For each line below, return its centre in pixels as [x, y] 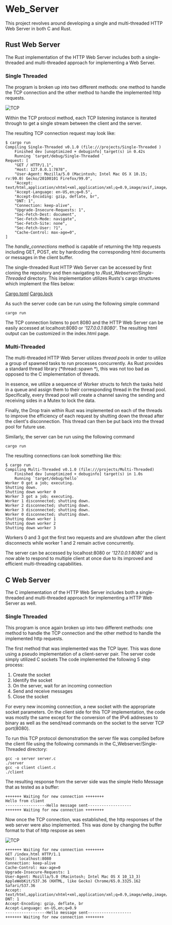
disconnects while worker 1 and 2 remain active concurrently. [70, 543]
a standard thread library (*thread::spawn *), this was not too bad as [77, 369]
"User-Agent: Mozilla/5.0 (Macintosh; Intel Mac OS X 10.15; [81, 174]
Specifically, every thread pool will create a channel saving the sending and [85, 395]
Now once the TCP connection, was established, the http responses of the [84, 820]
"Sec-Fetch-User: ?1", [39, 228]
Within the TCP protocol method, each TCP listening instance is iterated [81, 118]
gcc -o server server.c [31, 759]
